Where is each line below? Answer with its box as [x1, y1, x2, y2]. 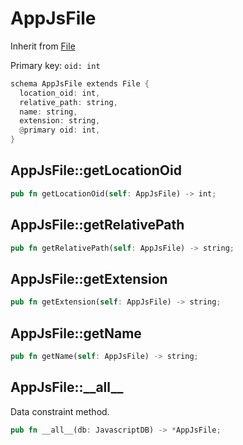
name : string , [19, 107, 78, 117]
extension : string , [19, 116, 101, 126]
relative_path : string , [19, 97, 118, 107]
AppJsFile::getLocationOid [10, 162, 182, 179]
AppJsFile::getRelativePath [10, 217, 185, 234]
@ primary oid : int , [19, 125, 101, 136]
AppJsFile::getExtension [10, 270, 168, 287]
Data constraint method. [10, 405, 110, 417]
